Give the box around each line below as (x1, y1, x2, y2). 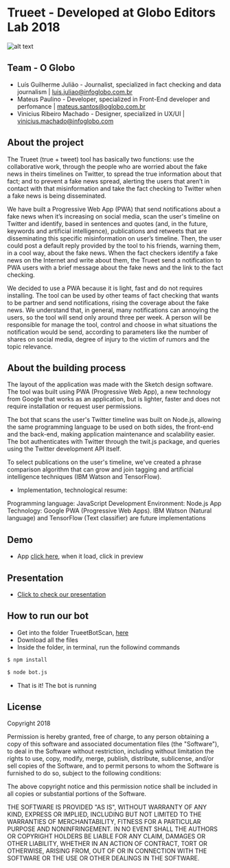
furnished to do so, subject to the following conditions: (7, 769, 161, 777)
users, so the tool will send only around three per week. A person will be (7, 313, 211, 321)
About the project (7, 137, 84, 148)
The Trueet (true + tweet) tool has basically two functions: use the (7, 155, 194, 163)
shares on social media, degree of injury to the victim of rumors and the (7, 335, 210, 343)
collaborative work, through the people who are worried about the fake (7, 162, 207, 170)
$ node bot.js (7, 669, 48, 676)
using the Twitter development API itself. (7, 445, 122, 453)
